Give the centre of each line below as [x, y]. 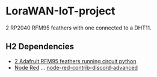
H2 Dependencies [40, 47]
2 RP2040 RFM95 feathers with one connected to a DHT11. [78, 28]
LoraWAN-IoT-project [60, 11]
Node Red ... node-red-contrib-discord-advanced [76, 67]
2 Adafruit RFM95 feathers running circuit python [75, 61]
